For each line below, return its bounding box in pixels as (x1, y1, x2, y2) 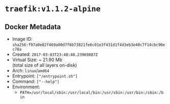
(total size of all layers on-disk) (12, 62, 77, 68)
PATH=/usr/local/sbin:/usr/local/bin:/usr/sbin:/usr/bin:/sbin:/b (19, 90, 164, 95)
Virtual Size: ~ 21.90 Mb (12, 57, 63, 63)
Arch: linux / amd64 (12, 68, 49, 73)
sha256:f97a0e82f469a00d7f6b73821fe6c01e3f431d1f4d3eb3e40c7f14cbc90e (12, 42, 165, 47)
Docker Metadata (5, 22, 61, 31)
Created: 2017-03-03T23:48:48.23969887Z (12, 51, 98, 57)
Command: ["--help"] (12, 79, 60, 84)
